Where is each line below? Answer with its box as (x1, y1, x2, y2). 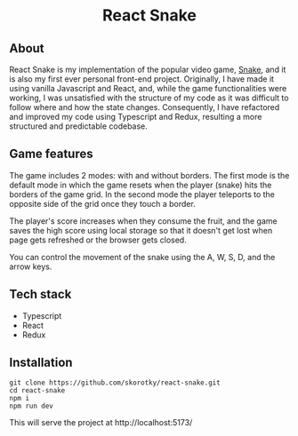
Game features (9, 147, 93, 162)
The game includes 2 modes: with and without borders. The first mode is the (9, 170, 290, 180)
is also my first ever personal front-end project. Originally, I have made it (9, 74, 274, 84)
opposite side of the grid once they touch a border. (9, 198, 196, 209)
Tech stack (9, 287, 72, 302)
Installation (9, 355, 73, 370)
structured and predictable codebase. (9, 121, 149, 131)
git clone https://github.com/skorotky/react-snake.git (9, 378, 221, 387)
